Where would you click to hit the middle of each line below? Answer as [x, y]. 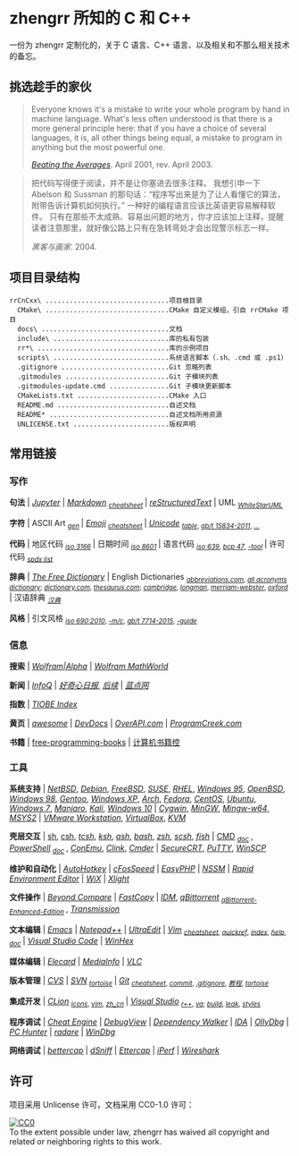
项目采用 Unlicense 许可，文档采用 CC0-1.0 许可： [102, 1104]
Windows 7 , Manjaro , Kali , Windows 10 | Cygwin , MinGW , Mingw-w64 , [140, 808]
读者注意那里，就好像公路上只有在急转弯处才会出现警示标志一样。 [152, 227]
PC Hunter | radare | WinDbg [62, 1032]
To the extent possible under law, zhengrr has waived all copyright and [139, 1132]
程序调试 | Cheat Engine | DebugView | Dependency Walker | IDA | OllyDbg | [149, 1022]
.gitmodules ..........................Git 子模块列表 [118, 377]
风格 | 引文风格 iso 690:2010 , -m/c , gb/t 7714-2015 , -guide [104, 619]
